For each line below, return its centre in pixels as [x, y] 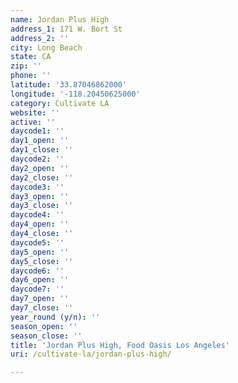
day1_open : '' [40, 141]
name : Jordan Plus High [60, 19]
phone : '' [31, 76]
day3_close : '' [42, 206]
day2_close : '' [42, 177]
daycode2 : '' [37, 159]
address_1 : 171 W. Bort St [66, 29]
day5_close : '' [42, 261]
